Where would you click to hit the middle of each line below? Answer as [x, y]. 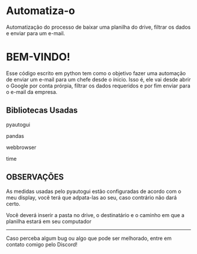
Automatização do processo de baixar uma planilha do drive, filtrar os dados [98, 27]
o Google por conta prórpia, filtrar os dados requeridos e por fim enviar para [98, 86]
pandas [15, 136]
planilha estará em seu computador [49, 221]
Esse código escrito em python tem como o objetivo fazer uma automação [96, 73]
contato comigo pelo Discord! [42, 244]
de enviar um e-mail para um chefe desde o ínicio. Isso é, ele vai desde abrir [98, 79]
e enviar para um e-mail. [36, 33]
